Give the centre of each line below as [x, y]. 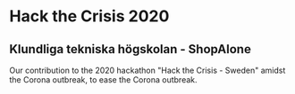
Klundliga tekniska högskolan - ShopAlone [131, 49]
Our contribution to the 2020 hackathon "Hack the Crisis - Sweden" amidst [147, 70]
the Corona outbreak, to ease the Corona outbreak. [104, 80]
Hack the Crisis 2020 [89, 16]
